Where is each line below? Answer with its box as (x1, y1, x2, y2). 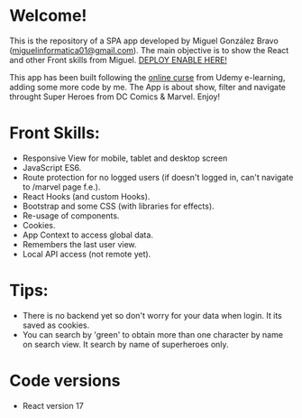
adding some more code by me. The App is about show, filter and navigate (9, 81, 287, 92)
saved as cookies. (22, 320, 90, 330)
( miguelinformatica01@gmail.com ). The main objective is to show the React (9, 44, 289, 55)
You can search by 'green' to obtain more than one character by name (22, 329, 284, 339)
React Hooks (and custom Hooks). (22, 190, 151, 201)
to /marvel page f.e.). (22, 181, 101, 192)
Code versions (9, 371, 121, 391)
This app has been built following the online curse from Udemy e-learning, (9, 71, 286, 82)
